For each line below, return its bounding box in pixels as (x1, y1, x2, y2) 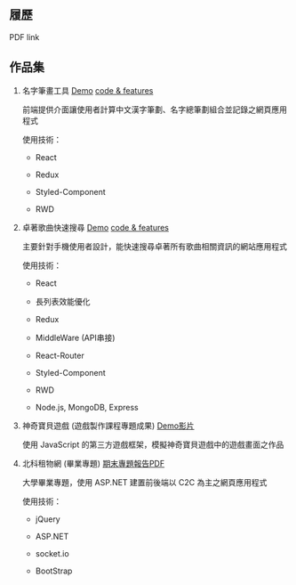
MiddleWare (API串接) (35, 332, 116, 343)
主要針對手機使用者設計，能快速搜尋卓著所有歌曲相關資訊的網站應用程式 (21, 240, 287, 251)
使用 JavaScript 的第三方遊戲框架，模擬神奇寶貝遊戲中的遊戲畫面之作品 (21, 439, 284, 450)
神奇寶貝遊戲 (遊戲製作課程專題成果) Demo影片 (21, 420, 195, 431)
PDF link (9, 31, 40, 42)
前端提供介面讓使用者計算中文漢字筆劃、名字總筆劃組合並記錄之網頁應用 (21, 104, 287, 115)
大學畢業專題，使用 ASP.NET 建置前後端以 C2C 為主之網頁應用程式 (21, 476, 268, 487)
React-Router (35, 350, 84, 361)
